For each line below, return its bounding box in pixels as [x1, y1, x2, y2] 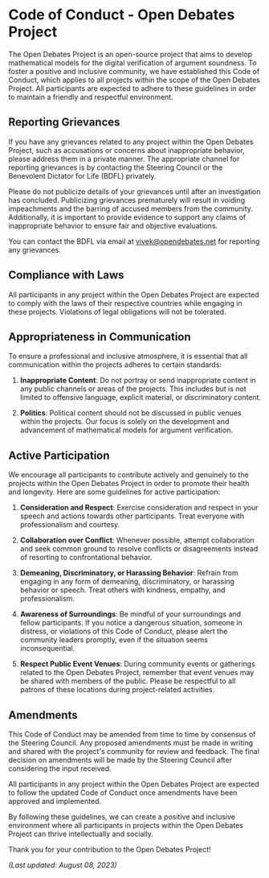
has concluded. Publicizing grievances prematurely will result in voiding [8, 195, 246, 204]
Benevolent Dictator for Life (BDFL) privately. [8, 171, 157, 180]
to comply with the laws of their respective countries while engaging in [8, 298, 243, 307]
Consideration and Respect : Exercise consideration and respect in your [19, 503, 259, 513]
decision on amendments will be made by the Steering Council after [8, 755, 233, 765]
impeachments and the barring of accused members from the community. [8, 204, 253, 213]
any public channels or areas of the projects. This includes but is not [19, 384, 247, 394]
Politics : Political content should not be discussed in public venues [19, 408, 243, 418]
